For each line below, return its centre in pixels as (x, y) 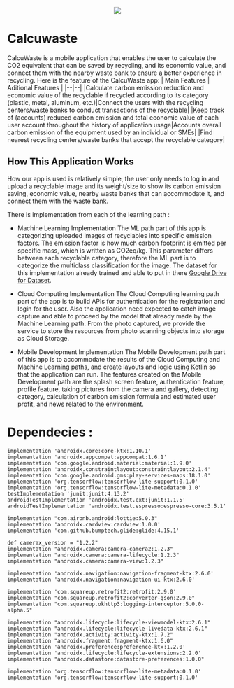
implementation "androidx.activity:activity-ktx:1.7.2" (90, 634)
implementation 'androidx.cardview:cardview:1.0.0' (84, 524)
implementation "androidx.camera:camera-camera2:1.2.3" (90, 549)
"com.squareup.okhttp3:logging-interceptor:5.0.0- (129, 604)
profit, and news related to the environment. (81, 404)
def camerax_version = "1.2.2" (53, 542)
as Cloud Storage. (43, 338)
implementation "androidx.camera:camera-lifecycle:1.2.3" (93, 555)
